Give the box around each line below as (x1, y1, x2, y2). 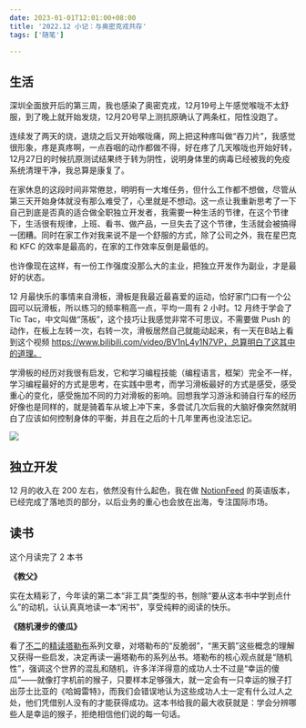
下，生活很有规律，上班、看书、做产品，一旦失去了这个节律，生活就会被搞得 (9, 218, 297, 229)
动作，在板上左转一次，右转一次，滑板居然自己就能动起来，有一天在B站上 (9, 325, 287, 337)
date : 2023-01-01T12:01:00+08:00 (9, 13, 137, 23)
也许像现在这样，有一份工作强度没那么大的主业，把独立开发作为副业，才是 (9, 260, 289, 271)
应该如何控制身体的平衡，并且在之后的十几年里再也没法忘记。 (25, 413, 257, 424)
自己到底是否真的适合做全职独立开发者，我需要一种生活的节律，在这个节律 (9, 207, 289, 218)
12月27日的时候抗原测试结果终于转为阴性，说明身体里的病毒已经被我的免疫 (9, 154, 291, 165)
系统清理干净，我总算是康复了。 (9, 165, 129, 176)
